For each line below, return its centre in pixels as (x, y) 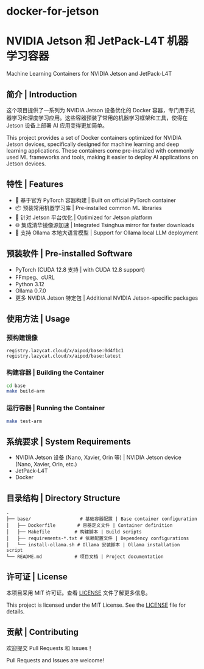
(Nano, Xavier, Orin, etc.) (46, 465)
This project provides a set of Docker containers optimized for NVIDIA (94, 137)
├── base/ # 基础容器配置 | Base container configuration (102, 519)
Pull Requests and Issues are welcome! (55, 660)
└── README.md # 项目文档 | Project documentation (85, 557)
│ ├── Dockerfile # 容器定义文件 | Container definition (90, 526)
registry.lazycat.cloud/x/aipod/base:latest (64, 356)
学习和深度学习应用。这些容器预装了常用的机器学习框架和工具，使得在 (99, 118)
